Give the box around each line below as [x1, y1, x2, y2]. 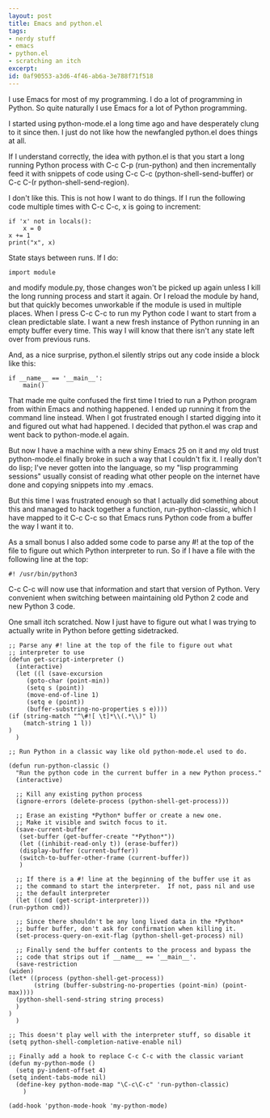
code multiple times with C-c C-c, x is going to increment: [8, 202, 201, 211]
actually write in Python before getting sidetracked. [8, 625, 179, 636]
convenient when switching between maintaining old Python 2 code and [8, 593, 249, 602]
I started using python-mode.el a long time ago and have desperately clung [8, 118, 259, 128]
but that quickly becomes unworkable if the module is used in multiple [8, 300, 243, 309]
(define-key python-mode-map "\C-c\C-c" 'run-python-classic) [15, 1080, 230, 1089]
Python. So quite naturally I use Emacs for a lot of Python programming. [8, 103, 247, 113]
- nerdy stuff [8, 34, 57, 43]
